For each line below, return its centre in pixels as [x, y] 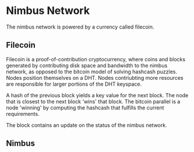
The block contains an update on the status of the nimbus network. [87, 125]
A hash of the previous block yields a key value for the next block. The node [97, 95]
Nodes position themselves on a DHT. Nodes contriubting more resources [95, 77]
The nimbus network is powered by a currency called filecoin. [80, 27]
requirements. [23, 114]
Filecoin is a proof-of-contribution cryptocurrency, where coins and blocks [96, 59]
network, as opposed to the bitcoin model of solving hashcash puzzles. [92, 72]
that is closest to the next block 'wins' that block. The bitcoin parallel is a [93, 101]
